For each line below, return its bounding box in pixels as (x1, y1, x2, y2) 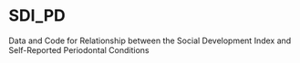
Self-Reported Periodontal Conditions (8, 44, 150, 55)
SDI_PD (8, 5, 66, 26)
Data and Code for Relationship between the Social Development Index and (8, 35, 292, 46)
